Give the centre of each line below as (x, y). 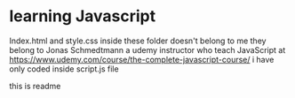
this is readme (35, 86)
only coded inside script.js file (64, 69)
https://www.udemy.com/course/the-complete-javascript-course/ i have (142, 59)
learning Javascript (83, 16)
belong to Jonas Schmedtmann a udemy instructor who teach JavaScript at (147, 49)
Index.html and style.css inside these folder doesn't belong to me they (138, 41)
